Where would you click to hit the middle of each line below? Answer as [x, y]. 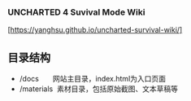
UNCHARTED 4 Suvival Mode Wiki [76, 12]
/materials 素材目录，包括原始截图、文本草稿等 [98, 89]
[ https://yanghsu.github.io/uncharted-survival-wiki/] [95, 30]
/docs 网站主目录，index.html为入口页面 [93, 79]
